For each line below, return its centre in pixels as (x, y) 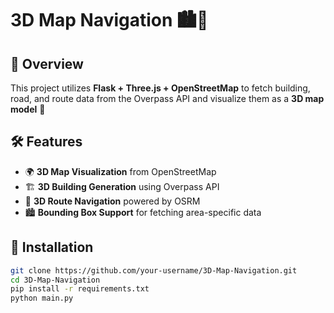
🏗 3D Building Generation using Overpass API (122, 186)
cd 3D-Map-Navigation (55, 280)
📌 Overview (47, 63)
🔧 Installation (52, 247)
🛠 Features (46, 142)
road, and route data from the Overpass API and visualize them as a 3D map (167, 98)
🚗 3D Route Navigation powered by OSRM (112, 201)
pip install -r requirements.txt (80, 289)
